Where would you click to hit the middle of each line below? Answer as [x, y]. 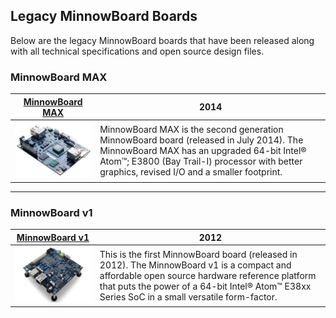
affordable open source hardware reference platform [208, 275]
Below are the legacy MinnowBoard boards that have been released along [162, 40]
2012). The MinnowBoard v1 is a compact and [195, 265]
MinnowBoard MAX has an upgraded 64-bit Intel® [203, 151]
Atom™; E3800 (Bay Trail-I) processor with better [201, 161]
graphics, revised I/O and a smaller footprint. [191, 172]
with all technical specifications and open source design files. [137, 51]
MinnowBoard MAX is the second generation [191, 130]
